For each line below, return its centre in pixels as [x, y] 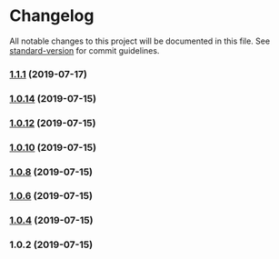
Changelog [52, 16]
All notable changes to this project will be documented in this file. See [140, 41]
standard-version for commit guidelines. [85, 50]
